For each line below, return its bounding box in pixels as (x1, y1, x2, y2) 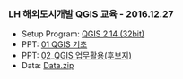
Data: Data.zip (21, 60, 74, 71)
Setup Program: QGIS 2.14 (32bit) (21, 28, 145, 39)
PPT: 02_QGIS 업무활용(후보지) (21, 51, 132, 61)
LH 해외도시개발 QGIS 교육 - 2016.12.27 (8, 7, 174, 20)
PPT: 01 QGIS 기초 (21, 39, 88, 50)
